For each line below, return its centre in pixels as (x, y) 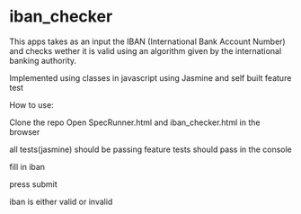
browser (25, 131)
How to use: (31, 104)
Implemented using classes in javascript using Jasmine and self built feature (150, 77)
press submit (33, 184)
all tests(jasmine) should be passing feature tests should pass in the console (150, 149)
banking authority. (43, 60)
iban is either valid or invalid (61, 201)
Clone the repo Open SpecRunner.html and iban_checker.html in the (135, 122)
